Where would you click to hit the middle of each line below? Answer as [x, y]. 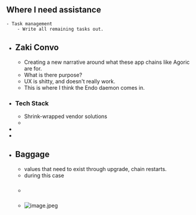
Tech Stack [32, 103]
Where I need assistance [54, 10]
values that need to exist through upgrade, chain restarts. [95, 169]
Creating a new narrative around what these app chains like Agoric [107, 62]
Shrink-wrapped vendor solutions [65, 116]
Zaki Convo [37, 48]
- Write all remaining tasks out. [60, 29]
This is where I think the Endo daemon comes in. [84, 87]
